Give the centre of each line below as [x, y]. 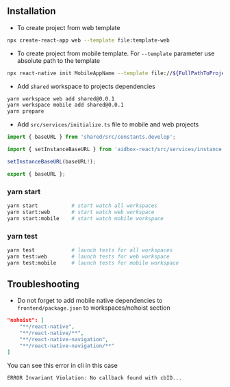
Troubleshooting [43, 284]
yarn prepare [26, 111]
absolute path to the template [59, 60]
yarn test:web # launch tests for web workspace [88, 256]
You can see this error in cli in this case [62, 365]
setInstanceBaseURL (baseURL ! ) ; [52, 161]
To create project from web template [68, 27]
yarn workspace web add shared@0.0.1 [61, 98]
